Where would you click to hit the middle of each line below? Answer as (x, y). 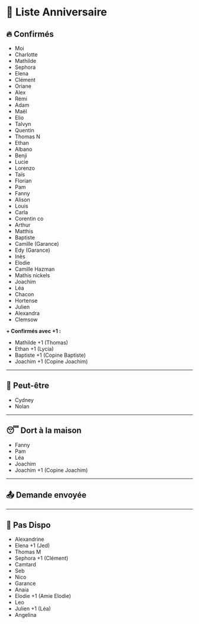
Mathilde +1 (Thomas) (41, 343)
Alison (23, 199)
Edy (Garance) (32, 250)
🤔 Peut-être (28, 386)
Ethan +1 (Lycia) (34, 349)
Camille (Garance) (37, 244)
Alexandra (27, 313)
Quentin (24, 130)
